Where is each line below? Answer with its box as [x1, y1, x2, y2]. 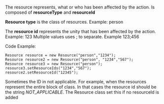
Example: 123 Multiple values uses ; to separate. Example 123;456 [5, 34, 139, 39]
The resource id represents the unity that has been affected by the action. [5, 29, 157, 34]
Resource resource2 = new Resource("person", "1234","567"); [5, 57, 134, 62]
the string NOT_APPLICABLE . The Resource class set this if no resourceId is [5, 89, 160, 95]
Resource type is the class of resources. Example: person [5, 19, 123, 25]
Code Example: [5, 43, 36, 49]
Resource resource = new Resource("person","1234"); [5, 53, 116, 58]
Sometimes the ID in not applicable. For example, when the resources [5, 79, 147, 84]
